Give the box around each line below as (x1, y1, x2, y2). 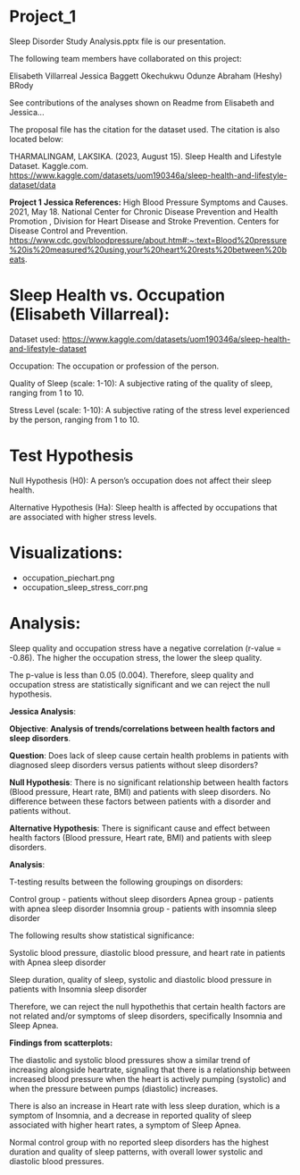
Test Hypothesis (9, 445, 134, 466)
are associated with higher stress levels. (9, 511, 157, 522)
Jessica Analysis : (9, 706, 76, 716)
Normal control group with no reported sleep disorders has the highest (9, 1137, 270, 1147)
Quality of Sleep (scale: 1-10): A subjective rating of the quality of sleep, (9, 377, 273, 388)
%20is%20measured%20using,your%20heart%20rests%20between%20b (9, 244, 287, 255)
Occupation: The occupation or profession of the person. (9, 360, 220, 371)
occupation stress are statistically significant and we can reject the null (9, 679, 271, 689)
